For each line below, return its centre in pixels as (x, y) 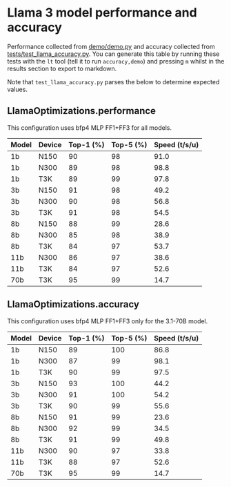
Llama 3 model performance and (102, 13)
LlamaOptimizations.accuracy (73, 304)
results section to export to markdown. (62, 68)
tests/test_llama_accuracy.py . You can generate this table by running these (113, 54)
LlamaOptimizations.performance (82, 111)
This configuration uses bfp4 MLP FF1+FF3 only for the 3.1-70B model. (108, 321)
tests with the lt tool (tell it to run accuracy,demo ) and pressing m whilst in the (116, 61)
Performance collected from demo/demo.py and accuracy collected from (111, 46)
